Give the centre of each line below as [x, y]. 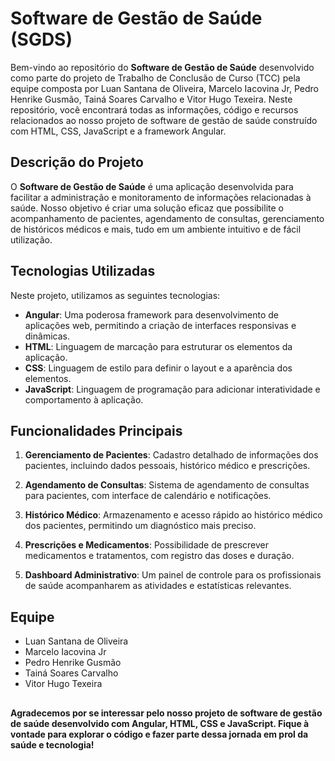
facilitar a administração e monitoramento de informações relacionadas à [161, 197]
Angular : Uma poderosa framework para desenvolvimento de [152, 314]
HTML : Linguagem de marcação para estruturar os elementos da [158, 346]
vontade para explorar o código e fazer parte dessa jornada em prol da [159, 734]
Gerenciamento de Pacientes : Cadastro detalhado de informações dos [171, 455]
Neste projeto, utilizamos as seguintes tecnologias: [115, 295]
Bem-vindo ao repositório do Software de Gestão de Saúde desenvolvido [162, 67]
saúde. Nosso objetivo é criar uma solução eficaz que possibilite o [147, 208]
